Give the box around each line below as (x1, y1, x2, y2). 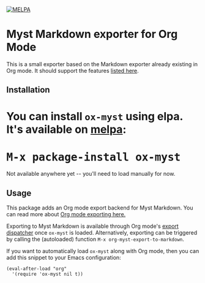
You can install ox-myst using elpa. (6, 109, 184, 123)
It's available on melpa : (6, 123, 127, 136)
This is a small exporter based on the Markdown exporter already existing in (6, 60, 198, 67)
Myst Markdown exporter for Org (6, 28, 178, 41)
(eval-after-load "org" (6, 266, 67, 272)
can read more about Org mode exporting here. (6, 211, 126, 218)
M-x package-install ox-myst (6, 150, 181, 164)
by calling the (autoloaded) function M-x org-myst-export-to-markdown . (6, 236, 185, 243)
